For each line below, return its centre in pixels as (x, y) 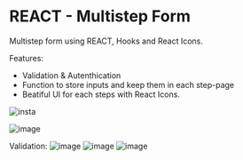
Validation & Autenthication (71, 75)
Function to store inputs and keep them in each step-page (128, 84)
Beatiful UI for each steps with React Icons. (101, 94)
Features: (27, 58)
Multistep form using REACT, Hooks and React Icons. (106, 41)
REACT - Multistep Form (100, 16)
